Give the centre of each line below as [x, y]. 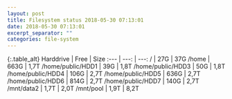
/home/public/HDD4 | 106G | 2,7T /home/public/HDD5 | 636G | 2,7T [104, 74]
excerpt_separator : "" [40, 33]
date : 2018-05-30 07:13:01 [46, 26]
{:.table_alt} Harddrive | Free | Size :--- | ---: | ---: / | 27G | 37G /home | [109, 59]
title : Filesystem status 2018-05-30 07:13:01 [75, 20]
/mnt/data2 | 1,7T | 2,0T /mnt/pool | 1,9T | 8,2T [73, 89]
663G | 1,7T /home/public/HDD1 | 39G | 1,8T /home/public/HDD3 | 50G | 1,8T [116, 66]
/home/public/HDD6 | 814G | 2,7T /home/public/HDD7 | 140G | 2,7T [103, 81]
